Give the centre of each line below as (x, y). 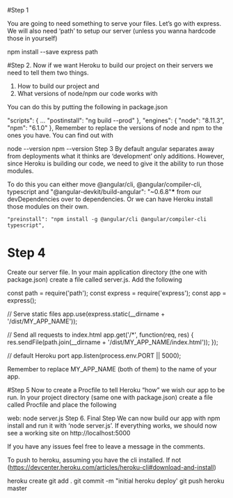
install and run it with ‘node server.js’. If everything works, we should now (112, 425)
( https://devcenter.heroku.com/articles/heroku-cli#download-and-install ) (112, 467)
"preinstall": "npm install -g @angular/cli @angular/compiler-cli (107, 219)
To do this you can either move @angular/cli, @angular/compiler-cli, (105, 184)
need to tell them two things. (48, 73)
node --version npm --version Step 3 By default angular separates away (111, 148)
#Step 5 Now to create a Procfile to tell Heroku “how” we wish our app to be (116, 389)
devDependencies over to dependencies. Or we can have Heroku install (110, 199)
